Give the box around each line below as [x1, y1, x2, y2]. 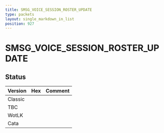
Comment [45, 87, 70, 94]
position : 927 [5, 21, 35, 26]
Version [7, 87, 27, 94]
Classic [7, 96, 25, 103]
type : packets [5, 12, 35, 17]
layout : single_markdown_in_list [5, 16, 75, 21]
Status [5, 72, 26, 81]
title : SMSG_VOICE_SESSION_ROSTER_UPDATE [5, 7, 92, 12]
